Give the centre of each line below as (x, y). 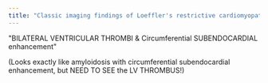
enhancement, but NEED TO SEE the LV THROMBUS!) (97, 70)
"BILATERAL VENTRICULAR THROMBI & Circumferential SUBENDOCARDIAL (133, 38)
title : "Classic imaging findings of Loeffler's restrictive (112, 15)
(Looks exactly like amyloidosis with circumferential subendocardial (119, 62)
